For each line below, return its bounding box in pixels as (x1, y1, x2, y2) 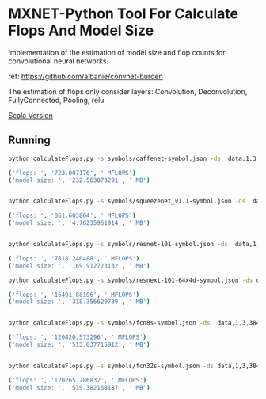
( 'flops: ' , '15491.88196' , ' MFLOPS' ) (8, 291, 140, 298)
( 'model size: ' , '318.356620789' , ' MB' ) (8, 298, 150, 306)
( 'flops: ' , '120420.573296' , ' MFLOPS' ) (8, 333, 147, 341)
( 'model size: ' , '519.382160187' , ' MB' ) (8, 383, 150, 392)
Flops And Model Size (8, 21, 154, 40)
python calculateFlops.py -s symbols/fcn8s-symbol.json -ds (8, 319, 211, 327)
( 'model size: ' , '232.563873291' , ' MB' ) (8, 176, 150, 184)
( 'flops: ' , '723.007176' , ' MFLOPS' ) (8, 169, 136, 177)
